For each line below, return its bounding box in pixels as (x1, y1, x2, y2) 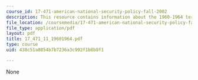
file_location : (6, 19, 44, 25)
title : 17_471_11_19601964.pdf (6, 36, 83, 42)
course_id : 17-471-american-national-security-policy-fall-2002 (6, 8, 167, 15)
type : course (6, 42, 38, 48)
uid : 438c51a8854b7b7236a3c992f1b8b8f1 (6, 47, 104, 53)
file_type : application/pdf (6, 25, 75, 31)
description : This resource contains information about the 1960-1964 (6, 14, 183, 20)
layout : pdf (6, 31, 35, 36)
